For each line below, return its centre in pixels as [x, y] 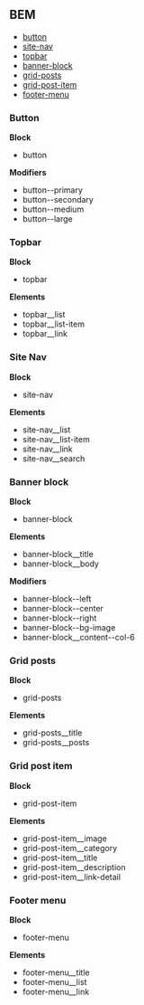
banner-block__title [58, 554]
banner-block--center [63, 608]
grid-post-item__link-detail [72, 877]
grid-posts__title [52, 733]
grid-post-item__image [65, 838]
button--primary [53, 190]
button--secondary [58, 200]
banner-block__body [60, 564]
